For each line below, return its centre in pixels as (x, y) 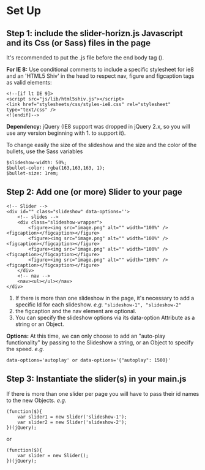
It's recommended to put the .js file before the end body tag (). (85, 58)
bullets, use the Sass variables (45, 151)
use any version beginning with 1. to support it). (66, 133)
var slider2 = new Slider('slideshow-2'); (72, 422)
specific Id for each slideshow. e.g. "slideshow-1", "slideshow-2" (98, 305)
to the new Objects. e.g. (36, 400)
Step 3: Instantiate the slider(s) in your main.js (96, 379)
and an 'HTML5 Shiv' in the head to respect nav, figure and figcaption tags (100, 76)
